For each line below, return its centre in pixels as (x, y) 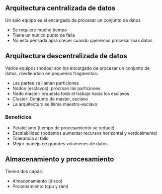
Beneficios (18, 117)
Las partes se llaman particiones (45, 83)
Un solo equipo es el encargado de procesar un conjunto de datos (73, 20)
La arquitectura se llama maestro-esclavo (55, 104)
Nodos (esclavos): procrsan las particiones (56, 88)
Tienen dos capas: (24, 171)
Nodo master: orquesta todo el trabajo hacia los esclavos (71, 94)
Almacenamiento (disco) (37, 181)
